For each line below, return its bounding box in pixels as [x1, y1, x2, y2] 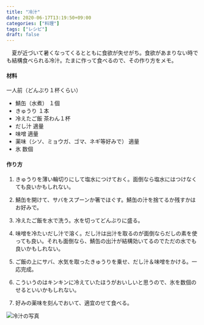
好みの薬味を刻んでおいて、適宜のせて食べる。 [15, 299, 133, 306]
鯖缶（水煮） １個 [15, 100, 60, 107]
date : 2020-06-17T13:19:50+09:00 [6, 15, 92, 21]
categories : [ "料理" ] [6, 20, 60, 26]
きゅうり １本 [15, 108, 49, 115]
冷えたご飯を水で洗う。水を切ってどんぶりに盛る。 [15, 216, 144, 224]
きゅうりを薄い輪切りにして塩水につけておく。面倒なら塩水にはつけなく [15, 175, 197, 183]
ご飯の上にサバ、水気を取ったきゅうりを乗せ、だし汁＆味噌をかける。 [15, 258, 192, 265]
